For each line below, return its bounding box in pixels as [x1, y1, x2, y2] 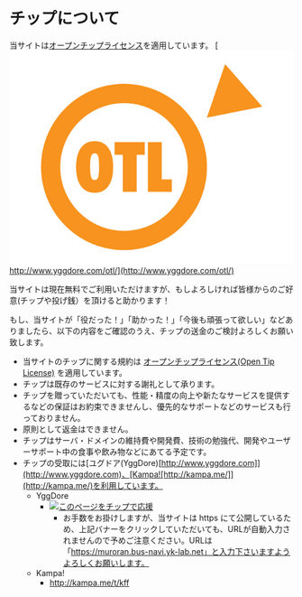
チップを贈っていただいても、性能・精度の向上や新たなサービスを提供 [22, 389, 282, 400]
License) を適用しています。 [22, 367, 128, 378]
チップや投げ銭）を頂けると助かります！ [20, 294, 171, 305]
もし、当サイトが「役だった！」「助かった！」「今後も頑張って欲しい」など [9, 313, 286, 325]
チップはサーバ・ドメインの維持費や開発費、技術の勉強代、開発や [22, 434, 268, 445]
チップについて [9, 8, 120, 29]
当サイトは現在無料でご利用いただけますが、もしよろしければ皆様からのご [9, 284, 286, 294]
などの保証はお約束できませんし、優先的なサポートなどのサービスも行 [30, 401, 291, 412]
